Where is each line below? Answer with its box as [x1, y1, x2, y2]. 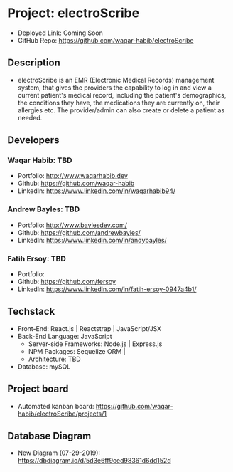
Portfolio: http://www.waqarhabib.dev [17, 172, 128, 180]
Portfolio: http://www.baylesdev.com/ [17, 221, 128, 229]
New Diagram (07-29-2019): [17, 449, 101, 457]
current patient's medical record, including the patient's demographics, [17, 90, 227, 99]
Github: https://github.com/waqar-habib [17, 179, 135, 188]
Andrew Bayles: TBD [7, 204, 80, 214]
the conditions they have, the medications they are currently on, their [17, 98, 220, 107]
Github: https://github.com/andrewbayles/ [17, 228, 141, 236]
